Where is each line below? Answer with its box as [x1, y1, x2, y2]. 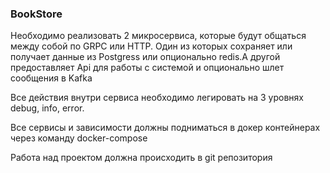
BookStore [10, 7, 63, 21]
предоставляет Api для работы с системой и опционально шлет [10, 62, 285, 74]
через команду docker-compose [10, 132, 148, 144]
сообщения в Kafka [10, 72, 93, 84]
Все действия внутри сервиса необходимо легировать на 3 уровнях [10, 92, 304, 104]
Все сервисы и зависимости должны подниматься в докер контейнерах [10, 122, 321, 134]
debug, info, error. [10, 102, 85, 114]
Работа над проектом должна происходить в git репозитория [10, 152, 273, 164]
